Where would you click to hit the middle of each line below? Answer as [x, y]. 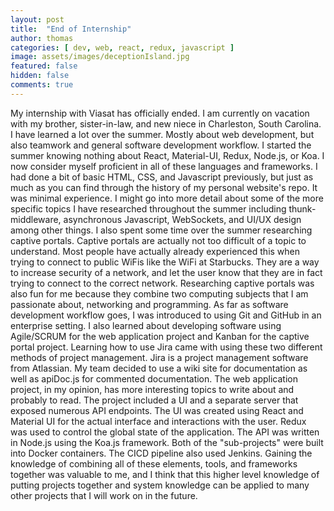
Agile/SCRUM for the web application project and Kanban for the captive [160, 336]
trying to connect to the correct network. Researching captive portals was [162, 283]
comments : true [42, 85]
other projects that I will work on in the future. [104, 495]
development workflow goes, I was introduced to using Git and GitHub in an [166, 315]
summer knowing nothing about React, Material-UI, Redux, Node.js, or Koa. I [167, 155]
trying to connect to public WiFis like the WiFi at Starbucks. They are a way [165, 262]
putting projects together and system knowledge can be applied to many [160, 485]
